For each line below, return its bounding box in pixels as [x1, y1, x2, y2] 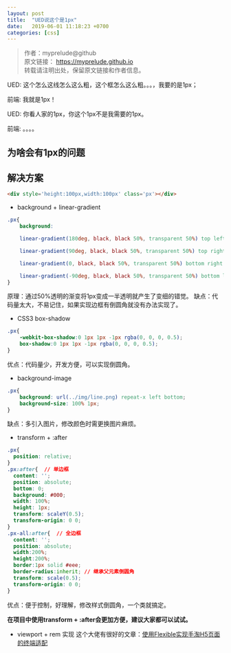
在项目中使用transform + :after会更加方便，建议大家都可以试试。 [7, 615, 192, 623]
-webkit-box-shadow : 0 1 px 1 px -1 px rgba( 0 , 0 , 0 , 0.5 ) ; [19, 334, 184, 341]
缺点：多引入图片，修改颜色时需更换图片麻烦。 [7, 420, 140, 428]
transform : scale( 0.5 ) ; [13, 575, 81, 582]
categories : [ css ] [7, 29, 60, 36]
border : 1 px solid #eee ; [13, 562, 81, 569]
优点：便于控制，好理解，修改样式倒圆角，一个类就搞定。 [7, 601, 170, 609]
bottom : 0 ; [13, 485, 45, 492]
